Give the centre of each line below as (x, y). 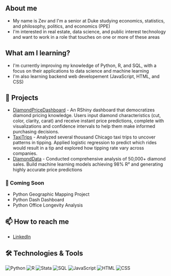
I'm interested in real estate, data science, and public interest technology (89, 31)
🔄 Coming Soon (25, 183)
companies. (25, 153)
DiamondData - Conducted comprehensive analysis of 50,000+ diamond (89, 159)
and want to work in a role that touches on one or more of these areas (86, 37)
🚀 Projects (22, 98)
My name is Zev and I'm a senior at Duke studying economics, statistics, (89, 20)
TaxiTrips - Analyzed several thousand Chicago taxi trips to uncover (84, 137)
